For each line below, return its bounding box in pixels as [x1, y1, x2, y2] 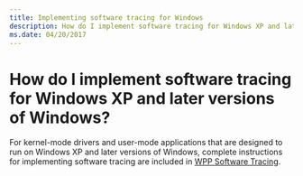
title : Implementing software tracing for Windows [9, 13, 204, 23]
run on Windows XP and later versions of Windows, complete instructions [9, 146, 283, 158]
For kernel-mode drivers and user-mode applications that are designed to [9, 137, 283, 148]
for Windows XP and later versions [9, 88, 275, 108]
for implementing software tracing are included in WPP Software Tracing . [9, 156, 281, 167]
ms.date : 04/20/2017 [9, 30, 87, 39]
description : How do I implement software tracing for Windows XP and [9, 22, 280, 31]
